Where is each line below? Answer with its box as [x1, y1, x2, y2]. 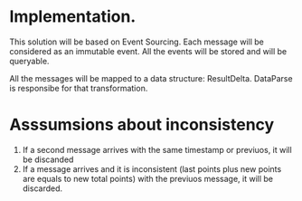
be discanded [22, 154, 74, 165]
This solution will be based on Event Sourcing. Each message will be [9, 36, 264, 47]
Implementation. [9, 6, 137, 27]
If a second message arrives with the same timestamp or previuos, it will [22, 144, 292, 155]
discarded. [22, 183, 63, 194]
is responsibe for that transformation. [9, 82, 148, 93]
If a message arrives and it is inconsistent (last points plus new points [22, 163, 282, 174]
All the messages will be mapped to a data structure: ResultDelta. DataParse [9, 72, 293, 83]
